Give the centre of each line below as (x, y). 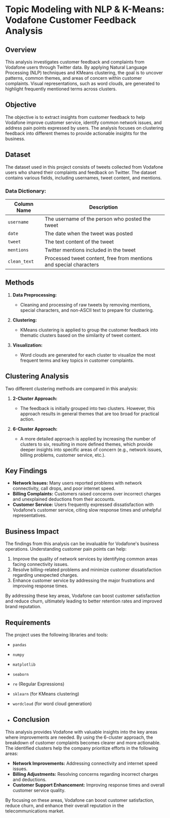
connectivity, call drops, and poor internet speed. (64, 488)
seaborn (20, 674)
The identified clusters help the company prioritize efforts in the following (82, 748)
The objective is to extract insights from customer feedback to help (75, 117)
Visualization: (28, 345)
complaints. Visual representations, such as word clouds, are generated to (83, 83)
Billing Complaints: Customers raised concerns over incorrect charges (87, 494)
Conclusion (31, 720)
